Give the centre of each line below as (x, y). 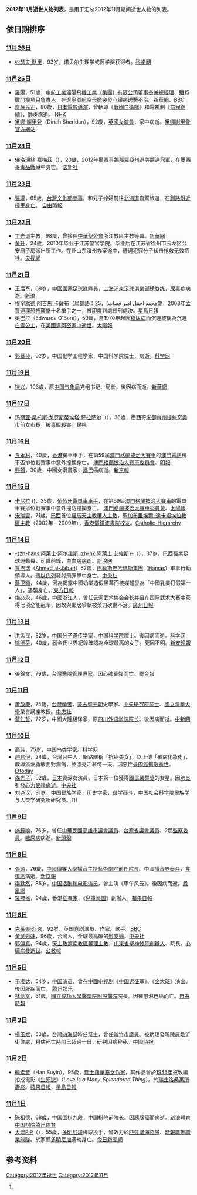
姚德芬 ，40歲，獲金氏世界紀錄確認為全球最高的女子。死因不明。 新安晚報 (103, 643)
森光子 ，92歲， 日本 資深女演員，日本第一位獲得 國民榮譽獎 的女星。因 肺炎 (103, 778)
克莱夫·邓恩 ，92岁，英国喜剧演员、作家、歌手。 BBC (78, 929)
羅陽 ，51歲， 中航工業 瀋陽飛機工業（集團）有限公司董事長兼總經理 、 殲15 (102, 92)
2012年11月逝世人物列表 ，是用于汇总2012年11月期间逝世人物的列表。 (89, 9)
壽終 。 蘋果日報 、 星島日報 (45, 1087)
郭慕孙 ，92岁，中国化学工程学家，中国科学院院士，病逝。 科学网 (92, 356)
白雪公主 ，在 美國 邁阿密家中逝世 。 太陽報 (63, 326)
